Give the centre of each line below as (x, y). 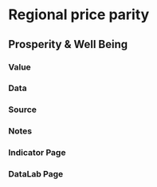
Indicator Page (37, 153)
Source (23, 109)
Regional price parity (79, 15)
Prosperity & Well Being (68, 44)
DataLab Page (36, 174)
